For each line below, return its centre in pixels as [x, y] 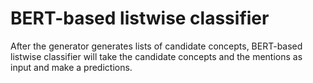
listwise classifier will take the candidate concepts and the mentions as [156, 56]
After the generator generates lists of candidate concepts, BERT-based [156, 46]
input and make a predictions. [71, 67]
